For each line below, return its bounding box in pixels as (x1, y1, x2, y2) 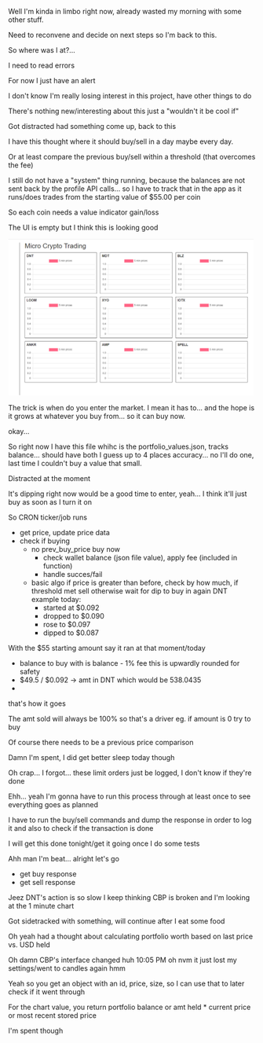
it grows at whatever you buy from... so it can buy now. (8, 411, 186, 421)
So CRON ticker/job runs (8, 512, 88, 522)
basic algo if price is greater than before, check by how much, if (31, 578, 239, 587)
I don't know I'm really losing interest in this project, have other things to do (8, 91, 252, 101)
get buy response (19, 869, 77, 879)
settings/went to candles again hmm (8, 963, 126, 973)
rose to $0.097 (42, 619, 91, 629)
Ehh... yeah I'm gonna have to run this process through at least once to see (8, 791, 251, 801)
